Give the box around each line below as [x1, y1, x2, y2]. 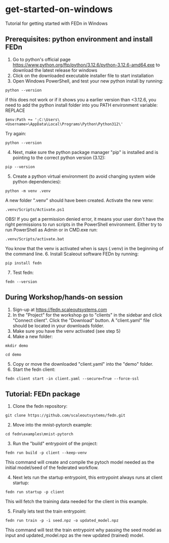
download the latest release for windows [12, 67, 98, 73]
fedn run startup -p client [5, 490, 65, 495]
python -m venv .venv [5, 188, 51, 193]
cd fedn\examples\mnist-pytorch [5, 432, 73, 437]
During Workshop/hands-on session [5, 293, 123, 302]
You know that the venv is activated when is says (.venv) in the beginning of [5, 245, 164, 251]
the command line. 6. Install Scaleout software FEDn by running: [5, 251, 139, 257]
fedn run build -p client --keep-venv [5, 450, 87, 455]
